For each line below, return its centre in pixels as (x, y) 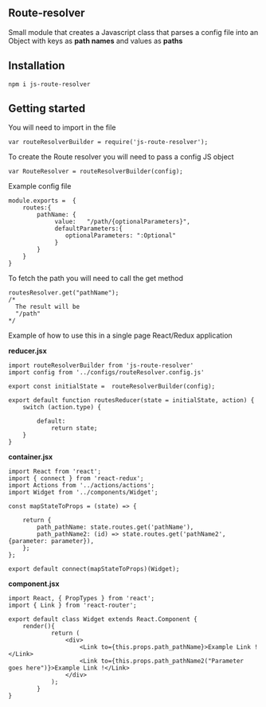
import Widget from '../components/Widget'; (83, 493)
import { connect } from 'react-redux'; (76, 478)
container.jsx (31, 457)
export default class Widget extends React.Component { (103, 619)
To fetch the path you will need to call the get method (96, 279)
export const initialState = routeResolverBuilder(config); (112, 387)
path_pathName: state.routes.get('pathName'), (115, 527)
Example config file (40, 186)
